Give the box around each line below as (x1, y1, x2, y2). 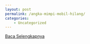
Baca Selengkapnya (5, 33, 45, 39)
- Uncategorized (14, 20, 47, 25)
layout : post (5, 7, 31, 12)
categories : (5, 16, 29, 21)
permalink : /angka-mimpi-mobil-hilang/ (5, 11, 86, 16)
